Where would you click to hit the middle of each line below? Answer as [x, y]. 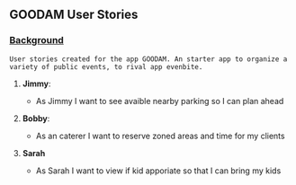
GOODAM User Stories [74, 15]
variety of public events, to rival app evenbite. [106, 66]
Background [37, 40]
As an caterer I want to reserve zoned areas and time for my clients [160, 136]
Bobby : [36, 118]
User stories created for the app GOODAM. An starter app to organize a [148, 59]
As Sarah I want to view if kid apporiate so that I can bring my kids [158, 171]
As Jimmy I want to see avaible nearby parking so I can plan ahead [160, 101]
